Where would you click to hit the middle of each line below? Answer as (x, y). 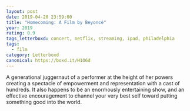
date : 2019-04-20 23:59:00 (39, 17)
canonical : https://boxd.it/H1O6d (49, 60)
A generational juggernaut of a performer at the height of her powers (90, 77)
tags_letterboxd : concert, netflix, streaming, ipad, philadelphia (91, 39)
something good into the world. (44, 102)
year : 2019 (19, 28)
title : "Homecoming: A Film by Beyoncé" (56, 22)
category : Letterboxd (33, 55)
